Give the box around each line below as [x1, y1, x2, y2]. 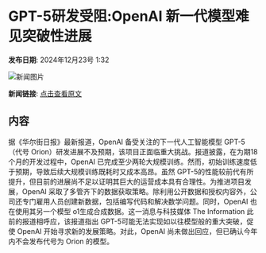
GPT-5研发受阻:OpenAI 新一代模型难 [8, 7, 249, 25]
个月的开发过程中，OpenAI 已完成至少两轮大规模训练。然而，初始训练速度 [8, 157, 251, 166]
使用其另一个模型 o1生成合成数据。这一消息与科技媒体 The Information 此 [14, 206, 254, 216]
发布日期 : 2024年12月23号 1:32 [8, 55, 110, 64]
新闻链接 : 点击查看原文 [8, 88, 82, 98]
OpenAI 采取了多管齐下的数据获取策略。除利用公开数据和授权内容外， [21, 186, 251, 196]
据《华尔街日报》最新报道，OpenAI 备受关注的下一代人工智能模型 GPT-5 [8, 137, 246, 146]
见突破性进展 [8, 27, 93, 45]
